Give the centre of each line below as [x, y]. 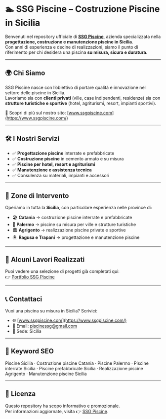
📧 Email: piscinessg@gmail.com [45, 326]
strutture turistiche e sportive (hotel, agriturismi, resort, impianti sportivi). [81, 103]
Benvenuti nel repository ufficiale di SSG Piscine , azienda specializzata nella [83, 37]
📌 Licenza [21, 394]
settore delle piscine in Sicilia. [35, 93]
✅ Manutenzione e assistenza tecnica [52, 170]
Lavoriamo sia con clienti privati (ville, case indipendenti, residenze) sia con [83, 98]
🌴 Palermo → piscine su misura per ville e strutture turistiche [74, 225]
